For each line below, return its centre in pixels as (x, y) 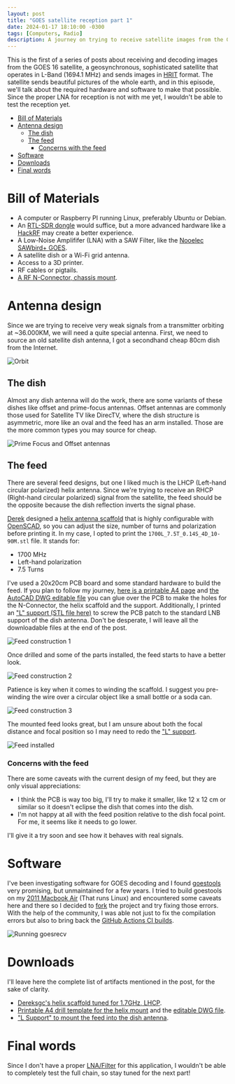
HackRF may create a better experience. (76, 233)
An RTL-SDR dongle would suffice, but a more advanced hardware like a (121, 226)
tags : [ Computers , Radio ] (45, 33)
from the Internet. (33, 347)
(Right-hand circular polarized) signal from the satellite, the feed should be (115, 497)
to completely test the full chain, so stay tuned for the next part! (99, 1073)
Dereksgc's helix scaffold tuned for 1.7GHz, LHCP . (90, 1003)
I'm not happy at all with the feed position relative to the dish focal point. (121, 814)
